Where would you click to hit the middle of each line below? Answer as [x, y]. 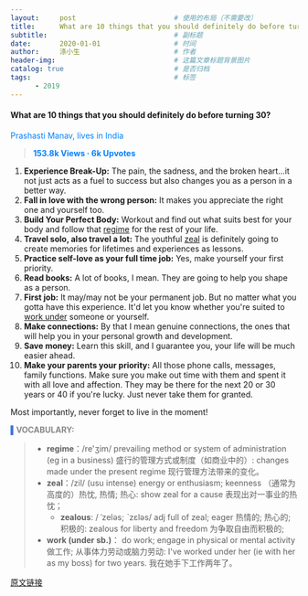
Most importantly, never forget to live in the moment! [109, 411]
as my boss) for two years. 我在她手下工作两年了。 [142, 562]
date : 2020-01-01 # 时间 [103, 43]
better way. [45, 190]
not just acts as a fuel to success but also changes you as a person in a [158, 180]
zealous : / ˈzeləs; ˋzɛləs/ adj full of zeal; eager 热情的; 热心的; [175, 516]
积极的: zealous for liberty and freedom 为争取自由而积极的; [172, 528]
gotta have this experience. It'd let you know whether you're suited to [154, 306]
